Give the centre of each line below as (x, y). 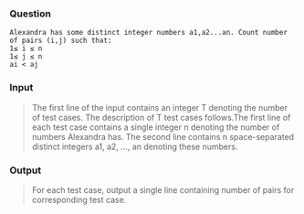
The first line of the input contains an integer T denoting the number (159, 107)
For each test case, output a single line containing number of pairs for (163, 189)
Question (31, 14)
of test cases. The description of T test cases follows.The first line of (161, 117)
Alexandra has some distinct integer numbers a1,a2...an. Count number (148, 33)
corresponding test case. (79, 199)
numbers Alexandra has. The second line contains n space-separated (163, 136)
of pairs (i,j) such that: (61, 41)
